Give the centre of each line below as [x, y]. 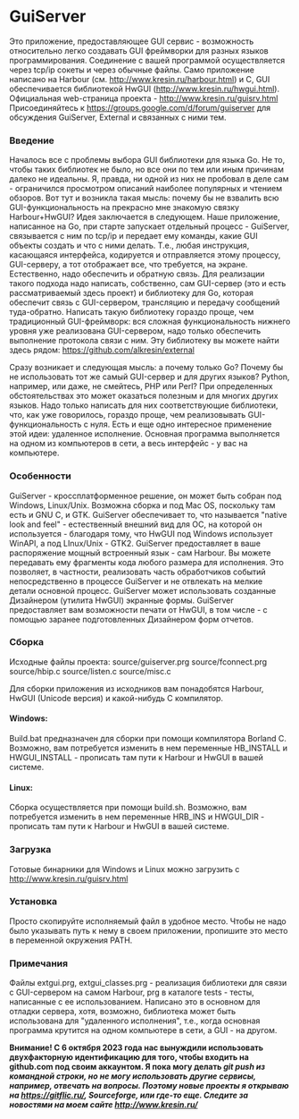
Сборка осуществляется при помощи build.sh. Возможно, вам [128, 808]
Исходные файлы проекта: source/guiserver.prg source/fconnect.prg [138, 661]
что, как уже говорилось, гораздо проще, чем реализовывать [128, 415]
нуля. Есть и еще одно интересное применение [181, 424]
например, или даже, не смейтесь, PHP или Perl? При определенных [141, 386]
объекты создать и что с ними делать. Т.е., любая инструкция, [129, 246]
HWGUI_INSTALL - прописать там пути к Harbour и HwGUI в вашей [136, 758]
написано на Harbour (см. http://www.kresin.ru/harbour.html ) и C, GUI [140, 79]
